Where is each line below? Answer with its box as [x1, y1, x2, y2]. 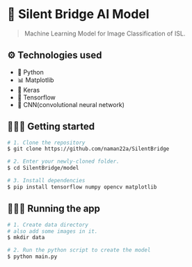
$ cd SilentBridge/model [7, 165, 79, 172]
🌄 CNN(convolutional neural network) [17, 100, 125, 108]
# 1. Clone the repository [7, 139, 86, 146]
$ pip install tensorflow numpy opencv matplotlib [7, 184, 157, 191]
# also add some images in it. [7, 227, 98, 235]
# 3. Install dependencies [7, 177, 86, 184]
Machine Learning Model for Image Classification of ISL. [24, 29, 186, 38]
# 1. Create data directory [7, 221, 89, 228]
